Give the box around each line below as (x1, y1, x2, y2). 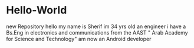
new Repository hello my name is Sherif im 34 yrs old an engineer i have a (6, 23, 186, 30)
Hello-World (6, 4, 67, 17)
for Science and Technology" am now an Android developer (6, 35, 152, 42)
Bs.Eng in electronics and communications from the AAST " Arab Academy (6, 29, 188, 36)
